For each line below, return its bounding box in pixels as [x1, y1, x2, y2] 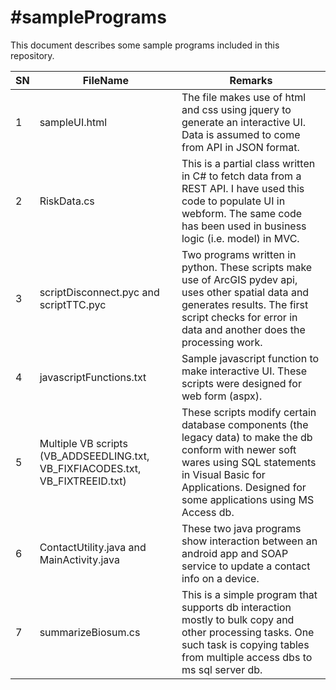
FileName [82, 73, 129, 87]
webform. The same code [181, 206, 303, 220]
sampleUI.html [39, 115, 108, 129]
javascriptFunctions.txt [39, 370, 147, 384]
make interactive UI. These [181, 364, 307, 378]
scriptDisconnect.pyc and [39, 285, 160, 299]
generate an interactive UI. [181, 115, 307, 129]
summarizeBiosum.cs [39, 625, 141, 639]
